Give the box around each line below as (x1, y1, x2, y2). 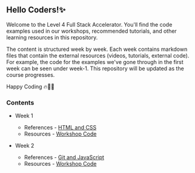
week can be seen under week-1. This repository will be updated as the (6, 65, 185, 72)
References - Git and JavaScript (24, 154, 105, 161)
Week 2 (15, 142, 35, 149)
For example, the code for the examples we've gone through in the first (6, 58, 183, 65)
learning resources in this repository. (6, 33, 98, 41)
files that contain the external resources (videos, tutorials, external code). (6, 51, 190, 59)
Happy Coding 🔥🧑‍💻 (6, 83, 55, 90)
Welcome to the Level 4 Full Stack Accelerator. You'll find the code (6, 21, 173, 28)
